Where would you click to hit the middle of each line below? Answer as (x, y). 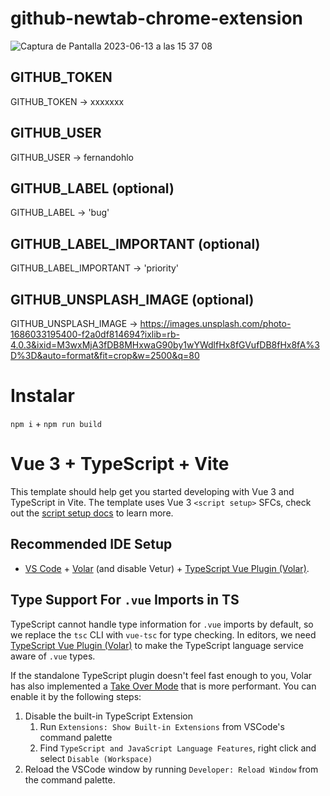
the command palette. (70, 779)
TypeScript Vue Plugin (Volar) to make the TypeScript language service (157, 645)
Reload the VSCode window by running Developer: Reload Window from (171, 769)
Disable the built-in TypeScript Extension (109, 716)
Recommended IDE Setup (91, 544)
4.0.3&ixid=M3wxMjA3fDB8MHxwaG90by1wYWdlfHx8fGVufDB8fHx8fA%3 (165, 345)
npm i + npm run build (56, 423)
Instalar (42, 396)
